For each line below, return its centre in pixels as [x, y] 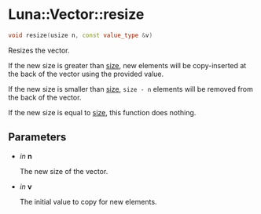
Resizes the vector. [39, 50]
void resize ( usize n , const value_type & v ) [81, 35]
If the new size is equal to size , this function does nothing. [102, 112]
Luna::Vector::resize [76, 15]
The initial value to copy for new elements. [88, 201]
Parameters [37, 138]
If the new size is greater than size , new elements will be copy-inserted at [127, 65]
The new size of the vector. [64, 171]
